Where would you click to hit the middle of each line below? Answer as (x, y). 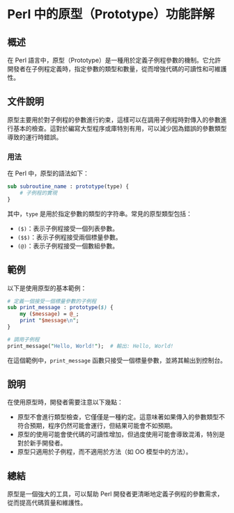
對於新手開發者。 (42, 443)
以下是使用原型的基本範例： (47, 288)
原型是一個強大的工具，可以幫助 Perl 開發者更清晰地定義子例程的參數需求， (115, 494)
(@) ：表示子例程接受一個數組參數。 (68, 246)
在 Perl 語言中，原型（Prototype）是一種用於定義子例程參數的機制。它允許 (114, 60)
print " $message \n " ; (49, 321)
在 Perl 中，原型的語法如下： (48, 173)
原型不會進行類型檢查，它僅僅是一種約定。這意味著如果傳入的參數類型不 (121, 417)
